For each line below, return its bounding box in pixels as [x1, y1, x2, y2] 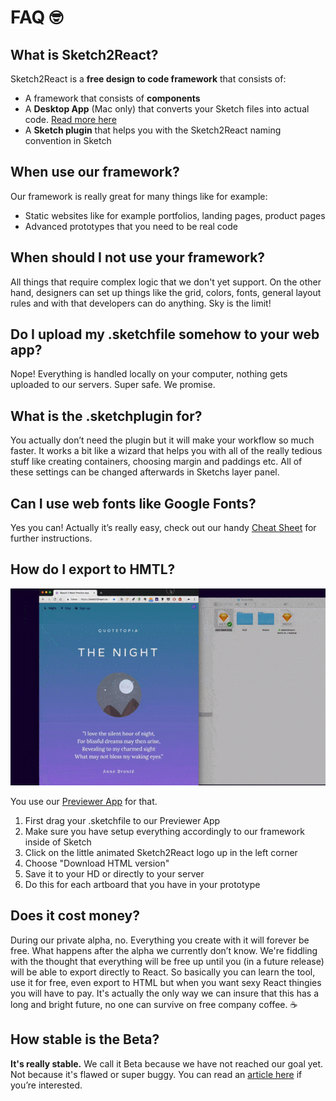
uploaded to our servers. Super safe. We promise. [10, 379, 216, 391]
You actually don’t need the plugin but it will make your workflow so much [10, 434, 315, 446]
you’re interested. [10, 1079, 83, 1091]
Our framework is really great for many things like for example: [10, 190, 268, 202]
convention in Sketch [24, 135, 112, 146]
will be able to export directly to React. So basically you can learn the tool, [10, 966, 316, 978]
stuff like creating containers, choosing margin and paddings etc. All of [10, 456, 303, 468]
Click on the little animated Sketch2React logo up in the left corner [24, 846, 298, 858]
